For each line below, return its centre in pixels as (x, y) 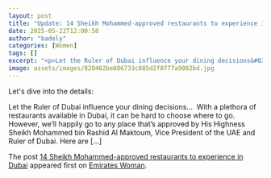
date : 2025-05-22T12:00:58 (54, 31)
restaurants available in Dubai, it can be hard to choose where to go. (122, 115)
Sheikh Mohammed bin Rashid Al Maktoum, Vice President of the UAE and (132, 132)
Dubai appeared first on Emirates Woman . (78, 165)
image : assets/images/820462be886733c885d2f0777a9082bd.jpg (112, 68)
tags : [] (23, 53)
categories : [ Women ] (43, 46)
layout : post (30, 16)
